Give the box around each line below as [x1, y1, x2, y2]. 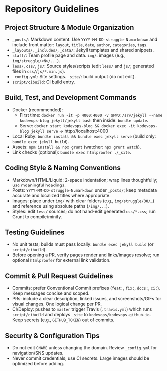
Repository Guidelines [5, 3, 99, 15]
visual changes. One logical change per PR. [12, 301, 102, 307]
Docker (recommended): [12, 106, 63, 113]
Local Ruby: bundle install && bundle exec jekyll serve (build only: [12, 133, 156, 139]
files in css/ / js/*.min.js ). [12, 68, 66, 74]
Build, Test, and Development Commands [5, 93, 137, 102]
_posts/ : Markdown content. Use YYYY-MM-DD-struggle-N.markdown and [12, 36, 158, 42]
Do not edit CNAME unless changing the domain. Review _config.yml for [12, 345, 157, 351]
